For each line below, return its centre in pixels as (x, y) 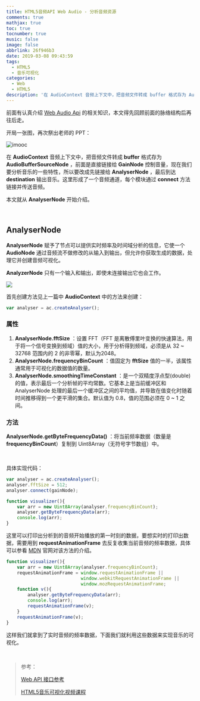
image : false (22, 45)
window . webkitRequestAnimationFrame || (130, 578)
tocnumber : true (26, 34)
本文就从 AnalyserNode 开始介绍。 (50, 199)
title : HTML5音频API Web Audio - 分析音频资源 (61, 12)
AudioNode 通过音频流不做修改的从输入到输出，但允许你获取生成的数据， (97, 252)
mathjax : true (24, 23)
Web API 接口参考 (42, 679)
